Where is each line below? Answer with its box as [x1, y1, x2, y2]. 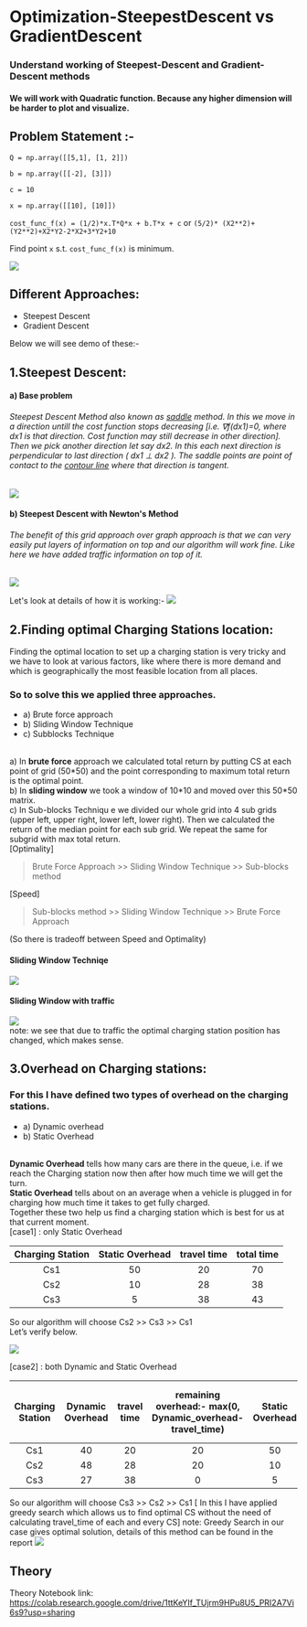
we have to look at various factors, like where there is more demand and [9, 656, 281, 667]
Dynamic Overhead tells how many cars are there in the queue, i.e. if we [9, 1158, 283, 1169]
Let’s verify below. [9, 1326, 78, 1337]
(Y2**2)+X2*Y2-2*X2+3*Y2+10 [9, 227, 117, 236]
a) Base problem [9, 391, 73, 401]
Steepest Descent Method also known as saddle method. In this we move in [9, 411, 295, 422]
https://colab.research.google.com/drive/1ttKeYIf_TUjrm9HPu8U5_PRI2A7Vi [9, 1598, 295, 1609]
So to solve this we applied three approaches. [9, 689, 217, 701]
